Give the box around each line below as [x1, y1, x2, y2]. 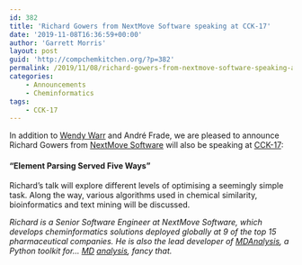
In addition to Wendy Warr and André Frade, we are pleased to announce [9, 130, 280, 141]
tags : [9, 96, 30, 106]
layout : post [9, 47, 58, 56]
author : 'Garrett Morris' [9, 38, 106, 48]
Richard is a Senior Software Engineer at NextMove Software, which [9, 217, 262, 228]
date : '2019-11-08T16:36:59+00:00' [9, 30, 143, 39]
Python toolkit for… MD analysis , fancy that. [9, 245, 173, 257]
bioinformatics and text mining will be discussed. [9, 199, 191, 210]
